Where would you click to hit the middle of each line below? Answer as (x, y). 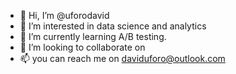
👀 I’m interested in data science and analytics (113, 26)
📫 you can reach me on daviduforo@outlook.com (122, 58)
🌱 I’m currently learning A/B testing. (93, 36)
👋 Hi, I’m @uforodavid (64, 15)
